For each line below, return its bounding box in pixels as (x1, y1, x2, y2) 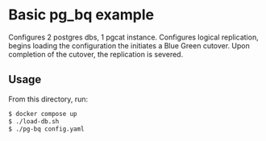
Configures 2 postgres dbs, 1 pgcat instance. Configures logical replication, (8, 32, 260, 42)
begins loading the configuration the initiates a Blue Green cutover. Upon (8, 40, 250, 50)
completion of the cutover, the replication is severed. (8, 49, 184, 59)
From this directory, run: (8, 94, 89, 104)
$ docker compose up (8, 110, 78, 118)
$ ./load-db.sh (8, 117, 60, 126)
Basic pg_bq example (8, 6, 155, 24)
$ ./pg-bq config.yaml (8, 125, 85, 133)
